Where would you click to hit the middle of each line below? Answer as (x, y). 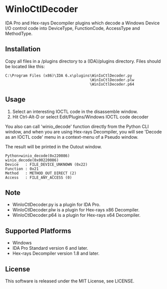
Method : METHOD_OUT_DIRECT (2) (41, 173)
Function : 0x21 (22, 169)
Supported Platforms (38, 231)
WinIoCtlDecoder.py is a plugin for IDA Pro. (56, 204)
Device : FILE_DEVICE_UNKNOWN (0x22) (46, 164)
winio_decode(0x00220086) (32, 160)
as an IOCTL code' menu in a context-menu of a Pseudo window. (72, 137)
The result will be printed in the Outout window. (53, 146)
